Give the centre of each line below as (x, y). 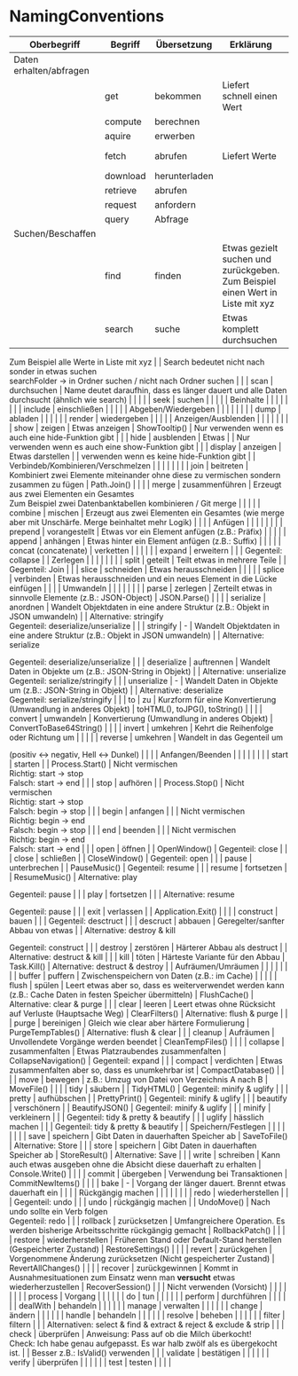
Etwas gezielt (250, 248)
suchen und (247, 259)
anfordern (176, 204)
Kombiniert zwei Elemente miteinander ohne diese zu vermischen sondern (145, 475)
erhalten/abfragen (52, 70)
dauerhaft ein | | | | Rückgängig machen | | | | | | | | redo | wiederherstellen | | (149, 1192)
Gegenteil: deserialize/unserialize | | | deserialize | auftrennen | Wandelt (140, 662)
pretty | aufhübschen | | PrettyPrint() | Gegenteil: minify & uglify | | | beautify (148, 1098)
